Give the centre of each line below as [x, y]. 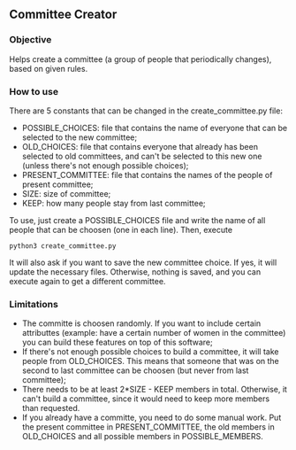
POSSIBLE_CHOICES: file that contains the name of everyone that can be [155, 128]
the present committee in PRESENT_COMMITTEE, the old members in [148, 427]
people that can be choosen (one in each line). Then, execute [121, 229]
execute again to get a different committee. [87, 281]
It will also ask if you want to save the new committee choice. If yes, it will [143, 262]
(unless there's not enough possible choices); [105, 165]
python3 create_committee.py [63, 246]
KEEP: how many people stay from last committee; [114, 203]
